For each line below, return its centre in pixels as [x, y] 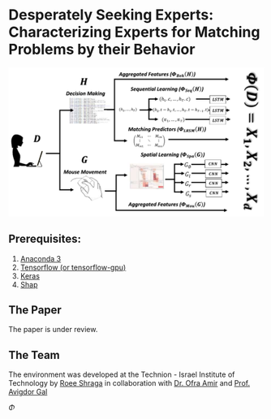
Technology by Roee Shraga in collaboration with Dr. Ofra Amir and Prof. [129, 383]
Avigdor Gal [28, 392]
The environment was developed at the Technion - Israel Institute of [122, 374]
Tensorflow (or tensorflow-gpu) [73, 267]
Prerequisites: [45, 239]
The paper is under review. [53, 330]
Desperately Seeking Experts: [111, 15]
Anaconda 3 [41, 258]
